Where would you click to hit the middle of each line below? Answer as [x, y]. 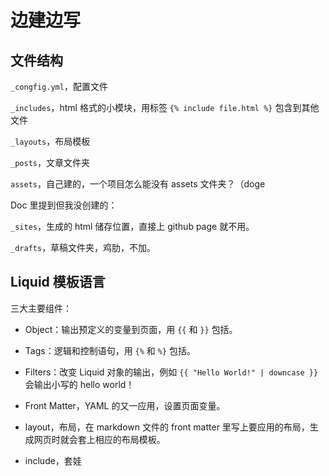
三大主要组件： [41, 308]
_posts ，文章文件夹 [50, 162]
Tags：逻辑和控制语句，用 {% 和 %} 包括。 [110, 350]
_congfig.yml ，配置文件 [59, 86]
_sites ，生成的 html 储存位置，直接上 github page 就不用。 [132, 226]
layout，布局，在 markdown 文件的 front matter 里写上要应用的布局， [167, 427]
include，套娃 [53, 460]
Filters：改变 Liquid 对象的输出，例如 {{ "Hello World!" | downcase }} [171, 372]
